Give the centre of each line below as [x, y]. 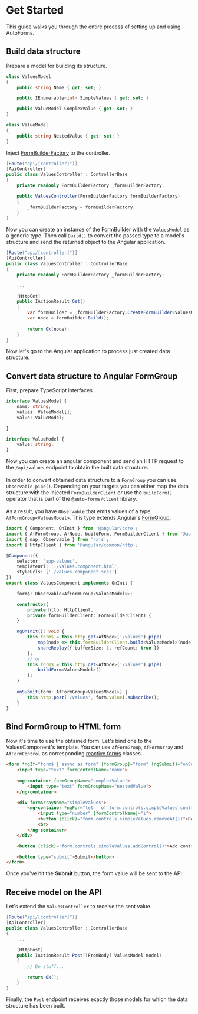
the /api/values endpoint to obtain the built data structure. [77, 468]
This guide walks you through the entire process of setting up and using [93, 27]
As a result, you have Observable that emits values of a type [78, 511]
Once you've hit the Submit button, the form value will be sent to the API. [95, 873]
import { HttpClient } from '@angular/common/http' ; [72, 545]
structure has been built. [36, 1006]
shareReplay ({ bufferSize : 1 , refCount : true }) [98, 648]
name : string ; [34, 407]
